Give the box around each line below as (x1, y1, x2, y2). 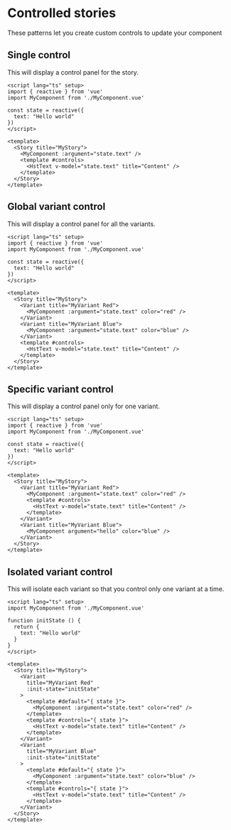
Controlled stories (7, 5, 116, 21)
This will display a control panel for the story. (7, 68, 139, 76)
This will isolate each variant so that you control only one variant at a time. (7, 585, 225, 593)
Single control (7, 49, 71, 61)
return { (14, 624, 40, 631)
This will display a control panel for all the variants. (7, 219, 156, 228)
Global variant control (7, 201, 106, 213)
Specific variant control (7, 383, 114, 395)
